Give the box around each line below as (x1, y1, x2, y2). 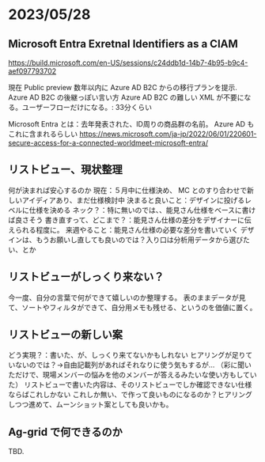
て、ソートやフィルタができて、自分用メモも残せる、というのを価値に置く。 (8, 302, 257, 312)
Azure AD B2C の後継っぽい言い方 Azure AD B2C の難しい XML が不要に (8, 93, 244, 102)
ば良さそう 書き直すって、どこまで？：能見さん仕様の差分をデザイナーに (8, 215, 245, 225)
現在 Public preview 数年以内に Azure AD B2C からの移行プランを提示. (8, 83, 237, 92)
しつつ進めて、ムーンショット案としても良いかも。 (8, 400, 173, 409)
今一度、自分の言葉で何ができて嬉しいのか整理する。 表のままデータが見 (8, 293, 246, 302)
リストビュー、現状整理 (8, 163, 123, 176)
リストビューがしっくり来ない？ (8, 271, 165, 284)
